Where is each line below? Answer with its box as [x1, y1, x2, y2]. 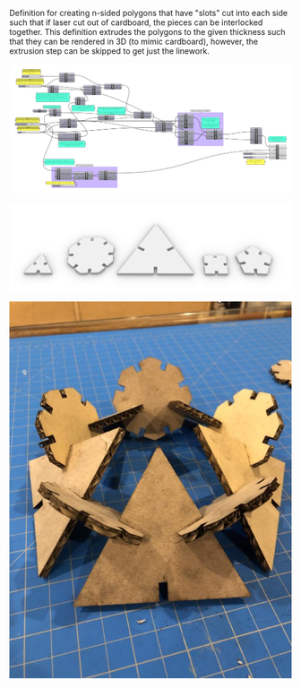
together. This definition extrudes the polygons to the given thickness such [9, 27, 286, 37]
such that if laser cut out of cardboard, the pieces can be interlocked [9, 17, 263, 28]
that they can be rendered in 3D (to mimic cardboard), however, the [9, 36, 258, 47]
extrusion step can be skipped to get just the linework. [9, 46, 211, 56]
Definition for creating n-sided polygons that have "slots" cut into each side [9, 8, 288, 18]
